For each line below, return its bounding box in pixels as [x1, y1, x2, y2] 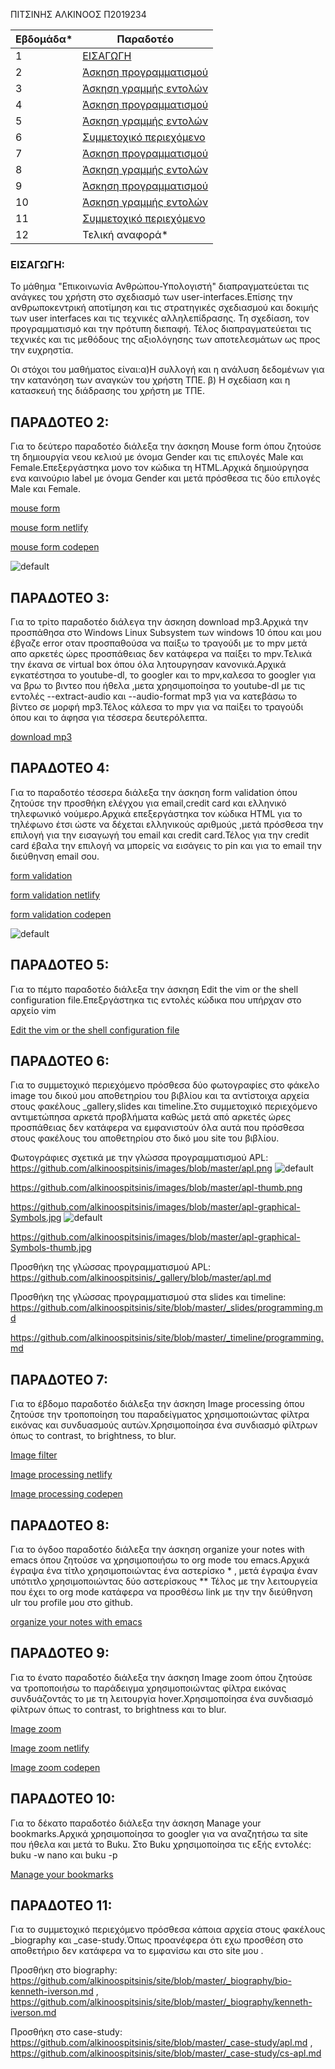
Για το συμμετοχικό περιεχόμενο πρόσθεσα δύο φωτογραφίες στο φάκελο [10, 1079, 320, 1091]
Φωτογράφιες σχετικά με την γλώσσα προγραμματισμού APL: [10, 1152, 269, 1164]
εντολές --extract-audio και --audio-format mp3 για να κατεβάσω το [10, 690, 298, 702]
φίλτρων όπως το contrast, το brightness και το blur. [10, 1703, 227, 1715]
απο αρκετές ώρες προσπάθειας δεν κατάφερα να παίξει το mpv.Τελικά [10, 647, 313, 659]
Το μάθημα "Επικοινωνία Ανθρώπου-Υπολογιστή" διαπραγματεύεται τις [10, 280, 310, 293]
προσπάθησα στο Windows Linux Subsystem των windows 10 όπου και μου [10, 626, 322, 638]
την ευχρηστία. [10, 344, 74, 356]
